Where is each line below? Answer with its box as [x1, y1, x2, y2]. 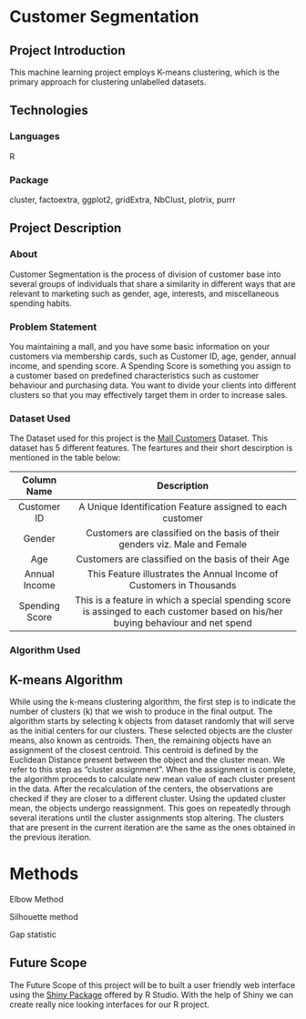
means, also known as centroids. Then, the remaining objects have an [9, 735, 271, 746]
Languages [9, 130, 61, 143]
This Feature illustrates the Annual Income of [87, 567, 279, 580]
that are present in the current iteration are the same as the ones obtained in [9, 822, 296, 832]
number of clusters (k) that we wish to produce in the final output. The [9, 706, 273, 717]
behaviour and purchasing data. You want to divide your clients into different [9, 380, 297, 391]
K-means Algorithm [9, 672, 124, 688]
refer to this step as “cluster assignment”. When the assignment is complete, [9, 764, 296, 775]
